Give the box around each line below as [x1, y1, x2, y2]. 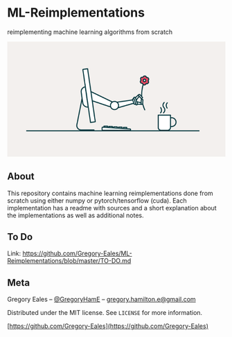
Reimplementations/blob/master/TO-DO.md [7, 257, 132, 265]
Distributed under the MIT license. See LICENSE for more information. [7, 309, 203, 317]
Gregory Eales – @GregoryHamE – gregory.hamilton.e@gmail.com [7, 295, 196, 304]
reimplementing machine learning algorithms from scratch [7, 28, 173, 36]
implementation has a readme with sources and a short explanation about [7, 203, 217, 212]
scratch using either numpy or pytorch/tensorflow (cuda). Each [7, 196, 187, 205]
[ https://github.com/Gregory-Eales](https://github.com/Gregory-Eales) [7, 322, 209, 330]
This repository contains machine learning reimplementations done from [7, 189, 213, 197]
